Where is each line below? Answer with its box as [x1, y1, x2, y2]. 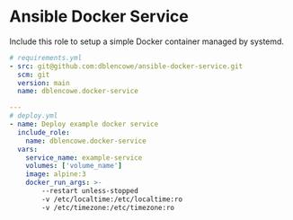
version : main [17, 78, 70, 87]
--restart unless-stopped [41, 187, 139, 196]
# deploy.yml [9, 111, 58, 120]
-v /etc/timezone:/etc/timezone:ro [41, 203, 175, 212]
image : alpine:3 [25, 170, 87, 179]
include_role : [17, 128, 70, 136]
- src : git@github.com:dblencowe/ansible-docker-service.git [9, 61, 244, 71]
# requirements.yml [9, 53, 83, 62]
